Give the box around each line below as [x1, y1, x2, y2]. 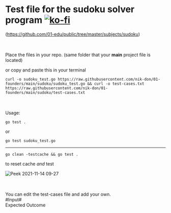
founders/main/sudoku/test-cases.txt [5, 90, 85, 95]
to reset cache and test [5, 161, 54, 167]
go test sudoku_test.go [5, 138, 56, 143]
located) [5, 57, 23, 63]
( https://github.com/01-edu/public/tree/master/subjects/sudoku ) [5, 31, 140, 37]
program [5, 14, 43, 26]
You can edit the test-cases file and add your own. [5, 191, 111, 197]
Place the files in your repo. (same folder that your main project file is [5, 52, 151, 58]
